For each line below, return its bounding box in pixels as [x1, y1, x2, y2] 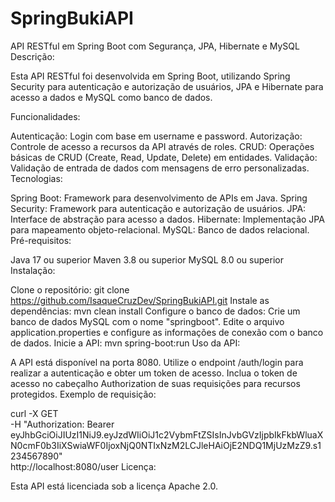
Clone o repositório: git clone [10, 283, 130, 296]
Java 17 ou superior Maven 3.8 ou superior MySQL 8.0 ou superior [10, 253, 284, 266]
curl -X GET [10, 407, 59, 419]
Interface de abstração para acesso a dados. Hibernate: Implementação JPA [10, 213, 325, 225]
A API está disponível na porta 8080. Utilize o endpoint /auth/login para [10, 356, 304, 368]
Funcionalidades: [10, 110, 81, 122]
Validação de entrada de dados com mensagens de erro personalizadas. [10, 162, 310, 174]
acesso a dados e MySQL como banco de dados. [10, 91, 213, 103]
